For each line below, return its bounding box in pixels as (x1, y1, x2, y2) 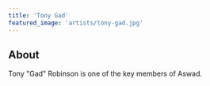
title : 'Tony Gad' (8, 11, 69, 20)
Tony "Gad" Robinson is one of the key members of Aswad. (8, 69, 203, 79)
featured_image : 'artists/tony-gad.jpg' (8, 19, 144, 27)
